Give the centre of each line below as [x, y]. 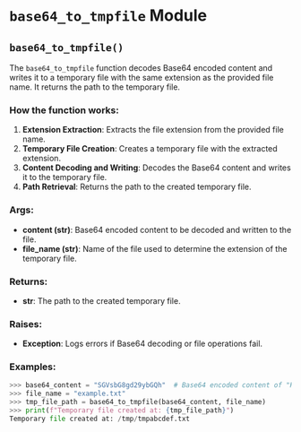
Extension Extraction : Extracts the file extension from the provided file [153, 130]
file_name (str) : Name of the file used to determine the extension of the [155, 248]
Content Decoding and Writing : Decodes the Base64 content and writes [156, 168]
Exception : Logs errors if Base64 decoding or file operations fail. [142, 344]
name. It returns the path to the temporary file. [95, 87]
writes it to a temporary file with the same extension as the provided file [142, 78]
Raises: [26, 324]
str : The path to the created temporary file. [101, 300]
